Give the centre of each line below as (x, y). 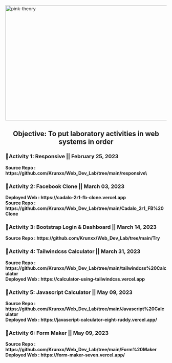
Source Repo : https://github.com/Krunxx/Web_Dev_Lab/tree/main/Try (83, 238)
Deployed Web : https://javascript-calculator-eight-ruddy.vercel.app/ (81, 319)
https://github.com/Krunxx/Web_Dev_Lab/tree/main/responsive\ (76, 173)
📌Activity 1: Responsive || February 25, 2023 (62, 157)
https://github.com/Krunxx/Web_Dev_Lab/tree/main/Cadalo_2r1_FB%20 (84, 208)
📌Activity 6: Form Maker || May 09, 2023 (57, 333)
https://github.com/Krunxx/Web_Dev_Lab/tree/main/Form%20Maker (81, 350)
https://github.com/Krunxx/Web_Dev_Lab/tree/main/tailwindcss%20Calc (86, 268)
